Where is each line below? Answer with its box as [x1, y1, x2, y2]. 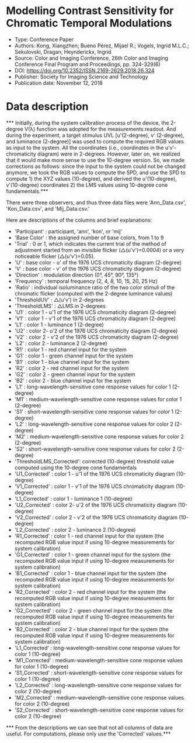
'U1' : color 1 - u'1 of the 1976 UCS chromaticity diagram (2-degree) [14, 308, 176, 315]
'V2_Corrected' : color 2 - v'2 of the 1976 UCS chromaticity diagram [14, 514, 178, 521]
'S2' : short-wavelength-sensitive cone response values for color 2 [14, 445, 176, 452]
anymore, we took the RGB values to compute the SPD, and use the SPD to [6, 168, 186, 176]
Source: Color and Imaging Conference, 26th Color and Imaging [14, 54, 168, 61]
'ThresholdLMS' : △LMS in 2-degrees [14, 302, 106, 309]
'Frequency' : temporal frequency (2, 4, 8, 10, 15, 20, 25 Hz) [14, 277, 158, 284]
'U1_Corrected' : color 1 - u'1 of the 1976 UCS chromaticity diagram [14, 470, 175, 477]
